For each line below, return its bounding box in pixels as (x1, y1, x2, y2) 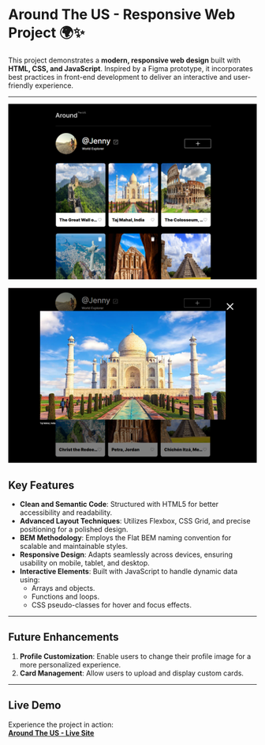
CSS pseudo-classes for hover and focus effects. (31, 599, 192, 610)
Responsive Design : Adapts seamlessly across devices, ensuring (19, 550, 233, 559)
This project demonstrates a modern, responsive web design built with (8, 55, 241, 65)
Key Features (8, 478, 75, 492)
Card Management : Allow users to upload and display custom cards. (19, 668, 244, 678)
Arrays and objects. (31, 583, 95, 592)
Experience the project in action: (8, 720, 114, 729)
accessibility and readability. (19, 508, 113, 517)
